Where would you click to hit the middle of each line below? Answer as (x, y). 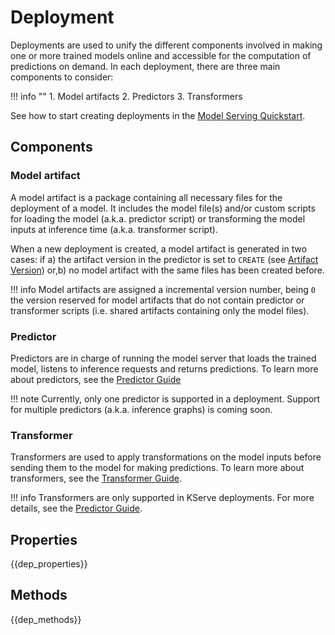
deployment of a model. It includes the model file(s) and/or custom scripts (163, 208)
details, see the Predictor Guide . (76, 508)
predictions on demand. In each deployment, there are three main (145, 66)
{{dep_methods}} (46, 619)
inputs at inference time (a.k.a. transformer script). (114, 229)
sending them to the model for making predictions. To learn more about (157, 468)
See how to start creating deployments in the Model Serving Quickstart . (158, 115)
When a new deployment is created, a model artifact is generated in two (159, 248)
